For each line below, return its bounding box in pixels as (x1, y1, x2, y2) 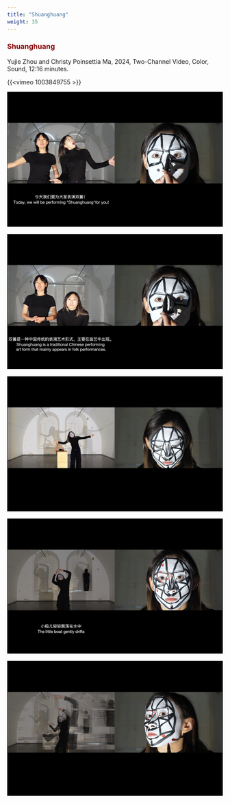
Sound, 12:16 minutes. (7, 64, 69, 73)
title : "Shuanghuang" (7, 11, 69, 18)
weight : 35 (7, 18, 38, 25)
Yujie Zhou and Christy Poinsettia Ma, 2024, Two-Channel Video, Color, (7, 57, 209, 65)
